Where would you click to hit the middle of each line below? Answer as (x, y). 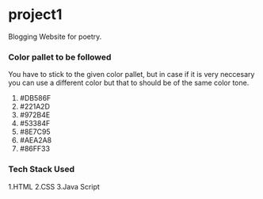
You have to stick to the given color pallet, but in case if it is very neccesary (131, 75)
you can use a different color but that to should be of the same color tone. (129, 83)
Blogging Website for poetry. (55, 36)
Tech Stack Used (42, 170)
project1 (35, 15)
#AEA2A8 (36, 140)
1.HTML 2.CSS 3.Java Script (54, 186)
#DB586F (35, 98)
